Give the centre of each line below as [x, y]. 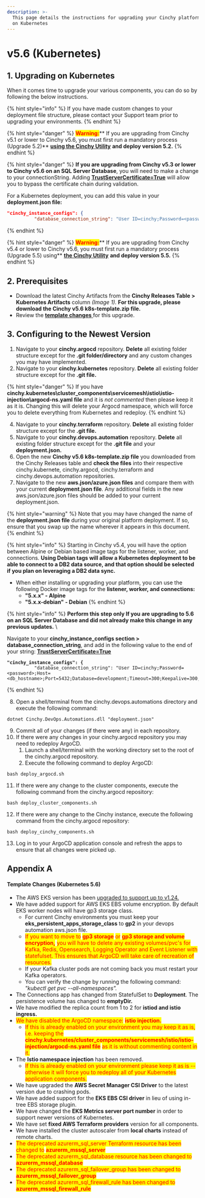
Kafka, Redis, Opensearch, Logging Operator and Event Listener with [111, 950]
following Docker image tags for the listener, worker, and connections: [105, 589]
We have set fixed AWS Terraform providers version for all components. [107, 1124]
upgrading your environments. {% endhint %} [64, 122]
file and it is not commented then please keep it [133, 399]
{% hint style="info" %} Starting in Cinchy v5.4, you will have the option [97, 545]
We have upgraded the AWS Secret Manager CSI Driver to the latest [102, 1085]
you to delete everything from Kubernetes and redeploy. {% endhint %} [96, 412]
